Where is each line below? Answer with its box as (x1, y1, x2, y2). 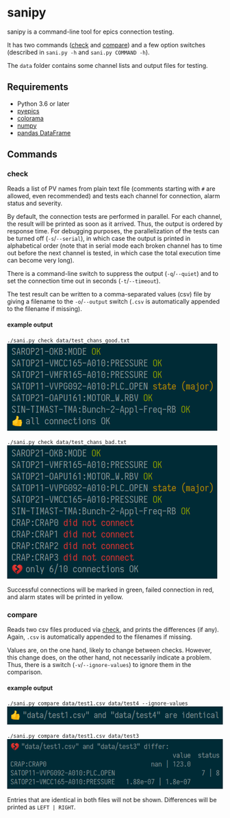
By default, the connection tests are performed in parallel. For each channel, (7, 213, 222, 221)
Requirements (7, 81, 68, 93)
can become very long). (7, 256, 75, 265)
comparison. (7, 668, 43, 676)
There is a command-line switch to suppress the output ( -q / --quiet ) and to (7, 270, 219, 278)
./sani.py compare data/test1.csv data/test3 (7, 732, 139, 739)
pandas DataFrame (16, 128, 71, 137)
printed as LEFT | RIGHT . (7, 803, 76, 811)
